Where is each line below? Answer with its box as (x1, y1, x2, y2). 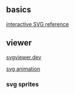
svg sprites (6, 80, 40, 88)
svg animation (6, 65, 40, 72)
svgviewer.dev (6, 54, 41, 61)
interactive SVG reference (6, 20, 69, 27)
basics (6, 5, 31, 15)
